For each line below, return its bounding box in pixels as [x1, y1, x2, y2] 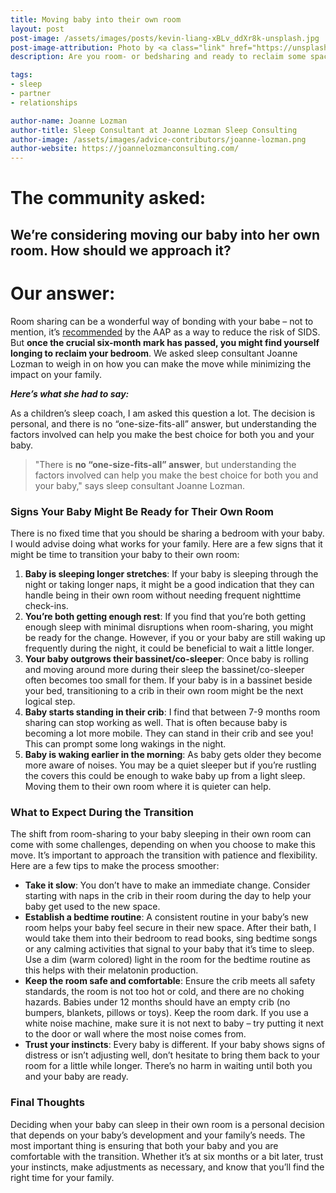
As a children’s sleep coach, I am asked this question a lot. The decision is [10, 407, 316, 419]
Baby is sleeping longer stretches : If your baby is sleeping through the [24, 567, 319, 580]
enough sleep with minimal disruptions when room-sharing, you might [24, 621, 314, 633]
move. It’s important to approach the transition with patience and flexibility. [10, 849, 318, 861]
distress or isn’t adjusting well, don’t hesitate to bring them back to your [24, 1049, 321, 1061]
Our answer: [10, 282, 116, 305]
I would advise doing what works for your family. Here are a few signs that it [10, 537, 323, 550]
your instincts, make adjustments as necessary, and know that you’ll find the [10, 1161, 325, 1173]
